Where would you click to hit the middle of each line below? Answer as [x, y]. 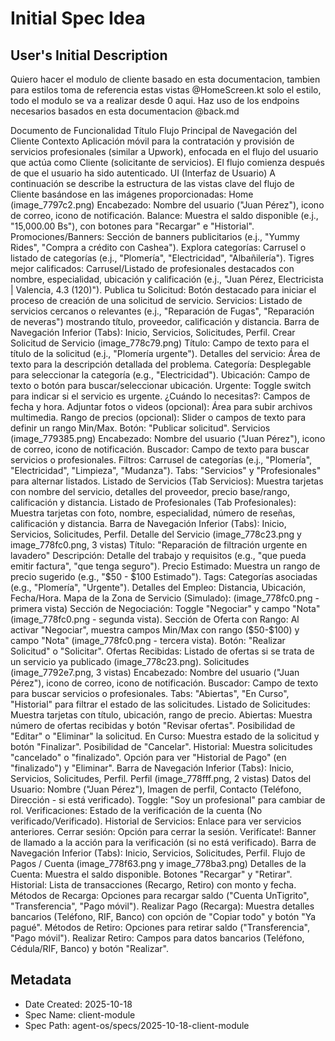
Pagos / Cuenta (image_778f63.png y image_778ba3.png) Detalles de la [158, 863]
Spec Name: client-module [80, 1014]
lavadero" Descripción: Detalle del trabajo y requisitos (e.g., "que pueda [158, 555]
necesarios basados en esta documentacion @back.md [125, 111]
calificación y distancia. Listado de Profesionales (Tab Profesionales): [153, 502]
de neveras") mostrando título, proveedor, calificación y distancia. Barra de [165, 321]
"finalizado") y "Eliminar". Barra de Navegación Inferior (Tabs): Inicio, [152, 768]
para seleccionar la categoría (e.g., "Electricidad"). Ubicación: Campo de [160, 375]
